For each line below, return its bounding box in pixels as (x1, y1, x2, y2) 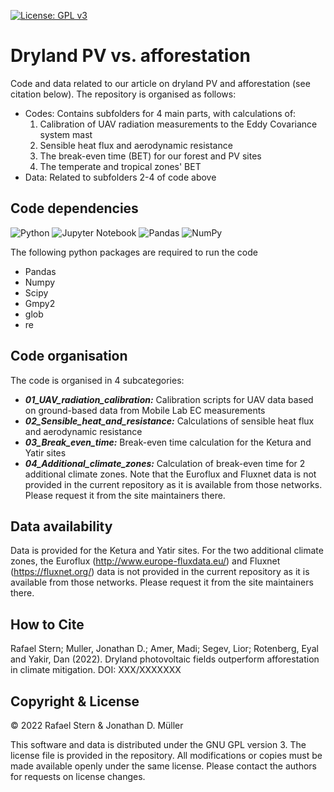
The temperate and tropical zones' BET (39, 160, 202, 172)
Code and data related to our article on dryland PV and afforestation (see (10, 77, 311, 89)
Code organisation (10, 348, 128, 365)
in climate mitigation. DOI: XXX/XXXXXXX (10, 664, 182, 676)
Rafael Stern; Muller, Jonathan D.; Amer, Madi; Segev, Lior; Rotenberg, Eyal (10, 643, 319, 655)
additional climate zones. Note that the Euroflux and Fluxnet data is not (24, 468, 317, 480)
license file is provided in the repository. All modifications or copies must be (10, 750, 323, 761)
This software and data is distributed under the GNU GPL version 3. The (10, 739, 307, 750)
